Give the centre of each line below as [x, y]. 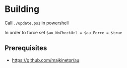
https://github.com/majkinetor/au [46, 60]
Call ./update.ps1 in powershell [37, 23]
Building [22, 9]
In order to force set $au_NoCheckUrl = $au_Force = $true [63, 32]
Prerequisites [26, 48]
